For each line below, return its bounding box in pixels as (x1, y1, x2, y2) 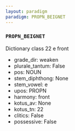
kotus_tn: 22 (13, 105, 44, 112)
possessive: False (13, 118, 57, 125)
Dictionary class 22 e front (5, 45, 69, 52)
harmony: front (13, 93, 50, 100)
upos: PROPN (13, 87, 47, 94)
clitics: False (13, 112, 44, 119)
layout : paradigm (5, 8, 48, 15)
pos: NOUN (13, 68, 42, 76)
